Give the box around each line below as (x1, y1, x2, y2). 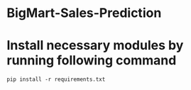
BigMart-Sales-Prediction (6, 5, 162, 21)
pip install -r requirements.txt (6, 76, 106, 83)
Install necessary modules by (6, 38, 184, 54)
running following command (6, 52, 177, 69)
